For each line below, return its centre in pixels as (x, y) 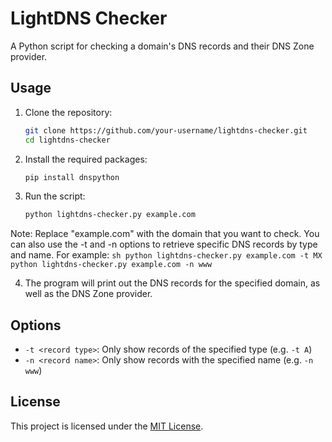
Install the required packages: (86, 159)
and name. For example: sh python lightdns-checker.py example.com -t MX (166, 255)
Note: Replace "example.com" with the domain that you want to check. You (165, 234)
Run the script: (55, 196)
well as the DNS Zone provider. (88, 294)
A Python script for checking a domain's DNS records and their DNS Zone (162, 46)
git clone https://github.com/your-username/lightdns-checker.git (166, 130)
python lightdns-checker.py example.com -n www (111, 265)
